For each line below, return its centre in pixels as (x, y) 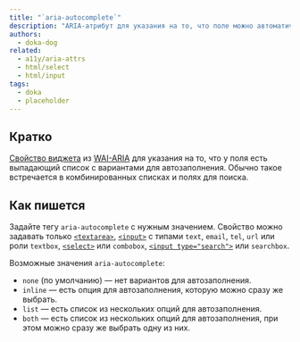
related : (25, 51)
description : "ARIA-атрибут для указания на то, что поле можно (131, 26)
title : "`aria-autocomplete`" (66, 17)
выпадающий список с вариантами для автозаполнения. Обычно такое (146, 168)
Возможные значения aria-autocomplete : (87, 263)
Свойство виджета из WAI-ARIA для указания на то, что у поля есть (138, 158)
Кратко (31, 136)
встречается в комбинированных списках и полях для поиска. (129, 177)
